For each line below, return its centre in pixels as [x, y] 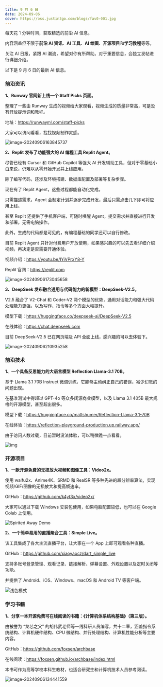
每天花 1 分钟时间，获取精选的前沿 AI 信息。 [49, 33]
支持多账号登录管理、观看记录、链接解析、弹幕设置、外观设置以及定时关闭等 [81, 564]
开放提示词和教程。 [28, 112]
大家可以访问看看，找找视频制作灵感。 [43, 132]
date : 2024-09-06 [23, 14]
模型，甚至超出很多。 [43, 404]
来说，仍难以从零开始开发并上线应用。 [47, 169]
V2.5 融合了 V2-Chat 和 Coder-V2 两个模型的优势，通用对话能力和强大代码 [80, 299]
